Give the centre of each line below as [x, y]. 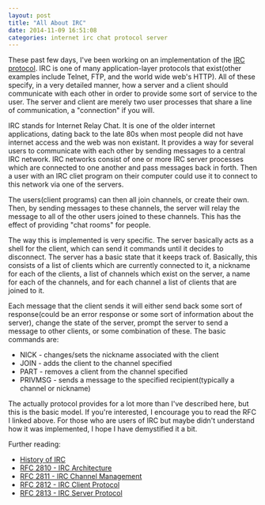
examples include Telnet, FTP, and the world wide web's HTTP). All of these [132, 77]
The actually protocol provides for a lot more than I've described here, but [129, 404]
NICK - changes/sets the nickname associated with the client [119, 355]
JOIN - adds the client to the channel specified [96, 364]
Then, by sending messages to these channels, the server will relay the [124, 208]
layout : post [30, 15]
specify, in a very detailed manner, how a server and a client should [118, 85]
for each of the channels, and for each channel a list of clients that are [123, 282]
